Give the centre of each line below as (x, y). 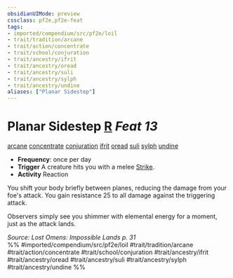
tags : (15, 27)
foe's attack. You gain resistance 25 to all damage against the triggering (111, 195)
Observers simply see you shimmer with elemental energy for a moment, (112, 216)
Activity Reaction (43, 174)
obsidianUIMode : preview (44, 14)
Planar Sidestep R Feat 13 (82, 126)
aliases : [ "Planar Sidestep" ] (52, 92)
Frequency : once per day (54, 160)
